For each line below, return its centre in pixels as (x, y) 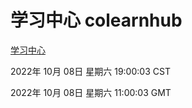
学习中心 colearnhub (96, 20)
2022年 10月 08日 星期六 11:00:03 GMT (91, 92)
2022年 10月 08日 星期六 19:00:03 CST (90, 71)
